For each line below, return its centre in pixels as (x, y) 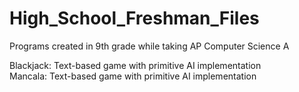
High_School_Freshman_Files (134, 18)
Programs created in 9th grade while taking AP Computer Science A (149, 46)
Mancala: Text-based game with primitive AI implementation (133, 76)
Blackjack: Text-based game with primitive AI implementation (135, 65)
